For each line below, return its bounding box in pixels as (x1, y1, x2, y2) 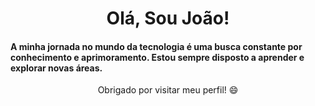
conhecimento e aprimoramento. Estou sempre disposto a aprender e (10, 51, 305, 63)
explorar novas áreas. (10, 62, 103, 74)
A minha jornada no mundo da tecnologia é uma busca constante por (10, 40, 303, 52)
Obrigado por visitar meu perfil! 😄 (97, 84, 239, 96)
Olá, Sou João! (106, 7, 230, 30)
